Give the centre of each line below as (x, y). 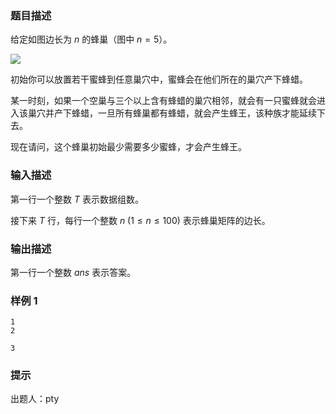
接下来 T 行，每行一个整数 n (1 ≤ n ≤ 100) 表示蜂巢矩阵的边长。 (140, 220)
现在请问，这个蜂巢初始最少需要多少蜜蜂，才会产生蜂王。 (128, 147)
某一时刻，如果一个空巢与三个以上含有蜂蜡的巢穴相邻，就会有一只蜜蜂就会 (163, 101)
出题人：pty (35, 399)
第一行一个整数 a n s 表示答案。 (73, 272)
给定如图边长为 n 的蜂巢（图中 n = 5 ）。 (91, 39)
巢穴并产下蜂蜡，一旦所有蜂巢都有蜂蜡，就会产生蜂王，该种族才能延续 (172, 113)
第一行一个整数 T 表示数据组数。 (77, 199)
